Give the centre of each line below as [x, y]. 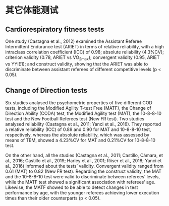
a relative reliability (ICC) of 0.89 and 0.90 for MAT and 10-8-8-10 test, [78, 129]
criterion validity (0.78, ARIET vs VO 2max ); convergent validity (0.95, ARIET [82, 58]
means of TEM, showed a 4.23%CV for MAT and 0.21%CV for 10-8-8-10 [80, 140]
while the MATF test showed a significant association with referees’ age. [80, 182]
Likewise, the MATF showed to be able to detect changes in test [72, 187]
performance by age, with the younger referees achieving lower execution [82, 192]
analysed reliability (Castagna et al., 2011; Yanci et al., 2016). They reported [83, 124]
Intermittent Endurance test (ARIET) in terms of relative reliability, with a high [84, 47]
